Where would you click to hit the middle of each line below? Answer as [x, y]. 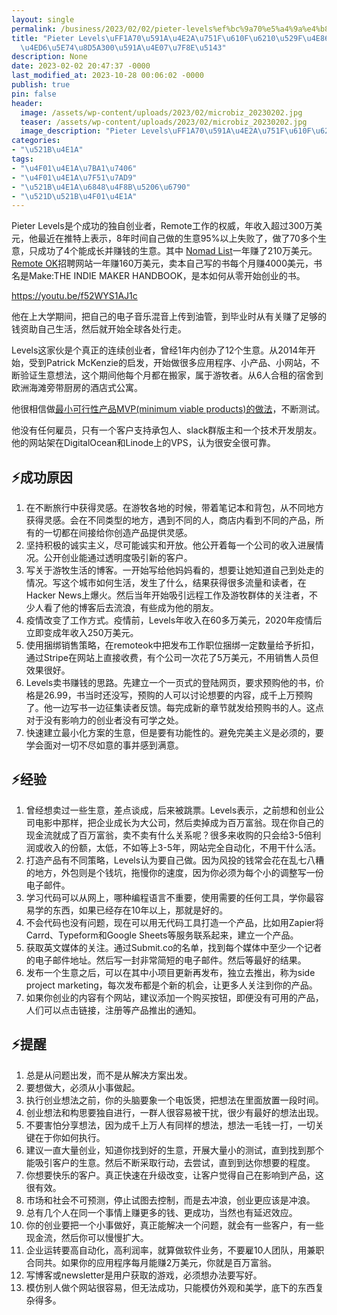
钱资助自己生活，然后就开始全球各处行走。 [99, 329]
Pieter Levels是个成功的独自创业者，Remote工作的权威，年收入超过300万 [162, 226]
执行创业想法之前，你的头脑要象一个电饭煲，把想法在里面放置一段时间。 [174, 1100]
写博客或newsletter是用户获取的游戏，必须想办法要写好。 [144, 1275]
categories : [36, 141]
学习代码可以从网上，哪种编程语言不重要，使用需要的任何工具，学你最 [170, 897]
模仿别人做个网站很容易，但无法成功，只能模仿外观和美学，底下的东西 [170, 1287]
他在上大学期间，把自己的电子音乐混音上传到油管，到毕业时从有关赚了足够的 [169, 317]
